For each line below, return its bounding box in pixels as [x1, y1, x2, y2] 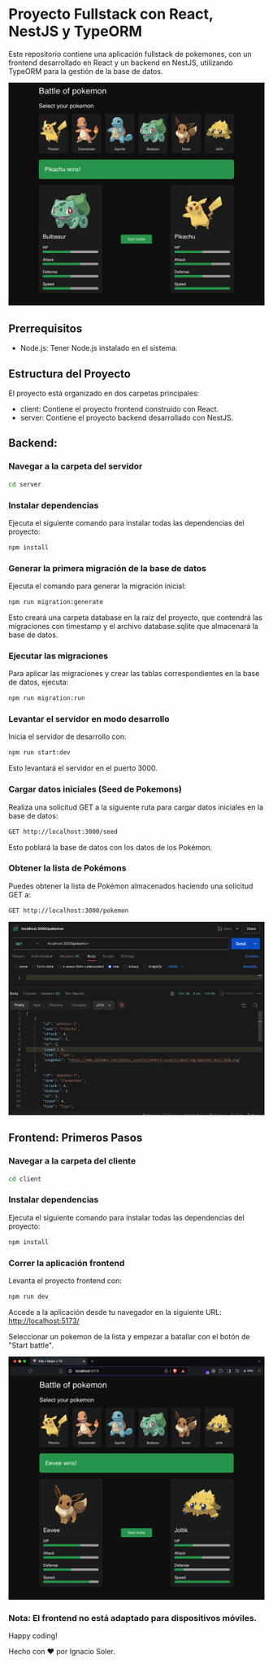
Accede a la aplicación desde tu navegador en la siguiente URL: [8, 1307, 222, 1317]
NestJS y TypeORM [8, 22, 142, 41]
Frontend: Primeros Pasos [8, 1131, 143, 1145]
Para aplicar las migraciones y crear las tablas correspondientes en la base [8, 669, 260, 679]
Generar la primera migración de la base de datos [8, 562, 207, 574]
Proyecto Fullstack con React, [8, 5, 214, 24]
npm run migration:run [8, 694, 85, 702]
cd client [8, 1175, 42, 1183]
